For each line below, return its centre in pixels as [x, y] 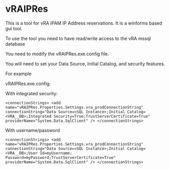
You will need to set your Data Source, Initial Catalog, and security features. [85, 63]
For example [18, 73]
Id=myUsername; [56, 153]
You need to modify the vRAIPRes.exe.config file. [57, 54]
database [15, 44]
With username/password [33, 130]
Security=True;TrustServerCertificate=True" [102, 116]
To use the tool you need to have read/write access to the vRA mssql [78, 38]
